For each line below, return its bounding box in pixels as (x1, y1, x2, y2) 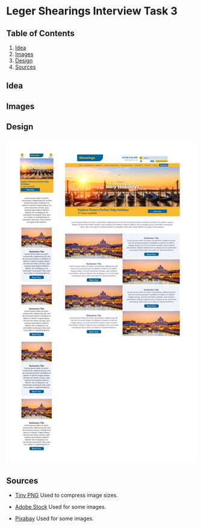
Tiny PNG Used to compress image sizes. (14, 492, 119, 499)
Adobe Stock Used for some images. (14, 503, 107, 511)
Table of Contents (6, 28, 75, 39)
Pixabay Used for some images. (14, 515, 94, 522)
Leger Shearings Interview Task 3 (6, 4, 178, 18)
